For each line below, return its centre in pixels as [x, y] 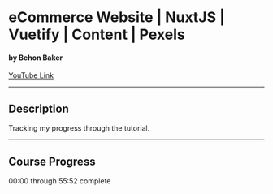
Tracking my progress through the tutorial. [79, 128]
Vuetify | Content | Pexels [97, 34]
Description [39, 108]
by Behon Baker [36, 58]
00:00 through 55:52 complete [60, 181]
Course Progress [52, 161]
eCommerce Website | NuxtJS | [117, 17]
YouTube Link [31, 75]
